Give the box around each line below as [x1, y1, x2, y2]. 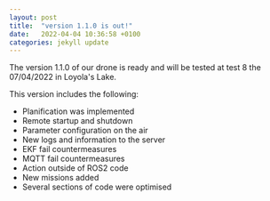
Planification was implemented [21, 106, 135, 117]
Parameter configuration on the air [21, 125, 148, 136]
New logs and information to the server [21, 134, 166, 145]
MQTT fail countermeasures [21, 153, 126, 165]
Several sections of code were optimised [21, 181, 172, 192]
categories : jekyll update [9, 37, 109, 47]
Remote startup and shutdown [21, 116, 133, 126]
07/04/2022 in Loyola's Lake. [9, 72, 117, 83]
